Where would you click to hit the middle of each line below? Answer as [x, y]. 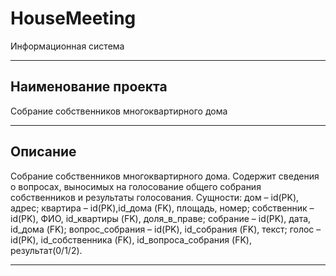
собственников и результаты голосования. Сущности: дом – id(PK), [155, 197]
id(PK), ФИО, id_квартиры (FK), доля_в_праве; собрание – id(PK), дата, [161, 218]
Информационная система [67, 46]
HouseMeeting [73, 18]
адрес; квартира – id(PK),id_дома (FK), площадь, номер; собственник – [162, 208]
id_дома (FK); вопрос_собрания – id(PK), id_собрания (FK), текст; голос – [166, 229]
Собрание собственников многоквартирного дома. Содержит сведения [165, 176]
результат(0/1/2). [46, 250]
